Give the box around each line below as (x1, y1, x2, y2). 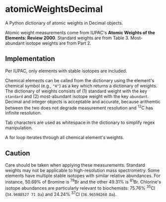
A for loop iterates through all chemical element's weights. (5, 134, 124, 140)
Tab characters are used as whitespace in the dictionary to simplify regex (5, 119, 155, 125)
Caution (5, 149, 31, 157)
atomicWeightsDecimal (5, 3, 103, 15)
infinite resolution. (5, 110, 42, 116)
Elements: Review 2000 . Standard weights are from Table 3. (5, 35, 130, 41)
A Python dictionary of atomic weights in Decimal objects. (5, 20, 123, 26)
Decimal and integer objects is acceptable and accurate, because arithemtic (5, 99, 161, 104)
